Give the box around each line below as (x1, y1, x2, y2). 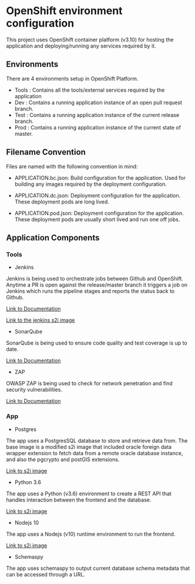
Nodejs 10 (14, 519, 39, 526)
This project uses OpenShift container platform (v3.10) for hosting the (6, 36, 174, 43)
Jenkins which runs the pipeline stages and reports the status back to (6, 288, 175, 295)
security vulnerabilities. (6, 386, 63, 393)
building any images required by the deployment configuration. (14, 181, 167, 188)
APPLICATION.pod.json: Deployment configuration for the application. (14, 209, 184, 216)
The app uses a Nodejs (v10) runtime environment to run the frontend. (6, 530, 176, 538)
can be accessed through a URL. (6, 570, 85, 578)
